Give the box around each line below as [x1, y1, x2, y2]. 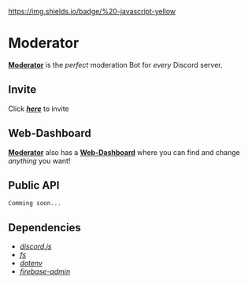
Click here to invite [8, 104, 69, 113]
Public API [8, 179, 60, 192]
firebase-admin [19, 267, 71, 276]
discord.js [19, 242, 52, 251]
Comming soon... [8, 200, 61, 208]
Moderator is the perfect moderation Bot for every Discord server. [8, 60, 223, 69]
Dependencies [8, 220, 81, 234]
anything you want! [8, 156, 71, 165]
